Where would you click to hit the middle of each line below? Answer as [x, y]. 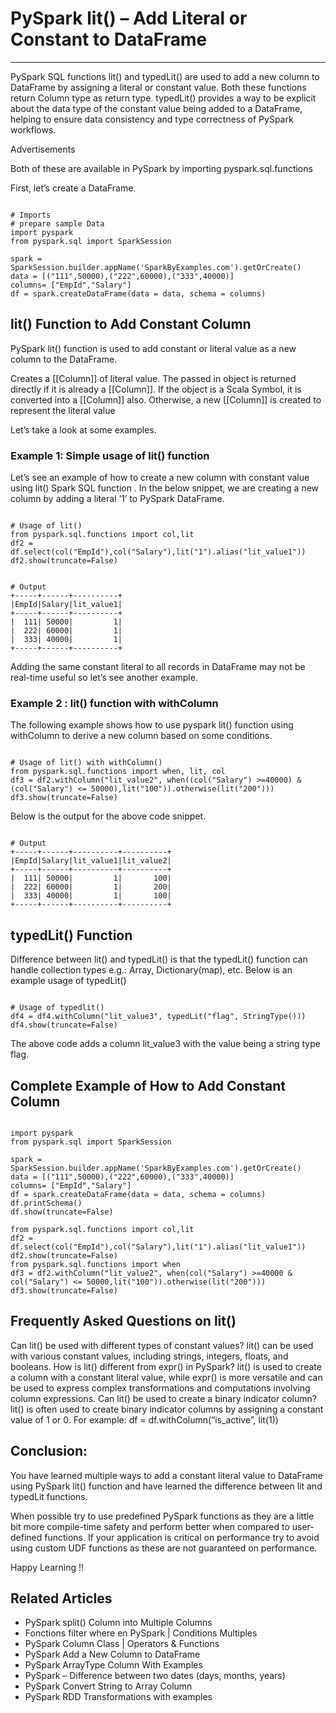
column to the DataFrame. [64, 359]
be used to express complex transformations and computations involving [160, 1388]
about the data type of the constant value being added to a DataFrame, [156, 108]
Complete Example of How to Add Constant [148, 1085]
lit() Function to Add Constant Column [131, 324]
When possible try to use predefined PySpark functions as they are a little [162, 1516]
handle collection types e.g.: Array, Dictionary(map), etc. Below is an [151, 970]
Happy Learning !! [47, 1567]
